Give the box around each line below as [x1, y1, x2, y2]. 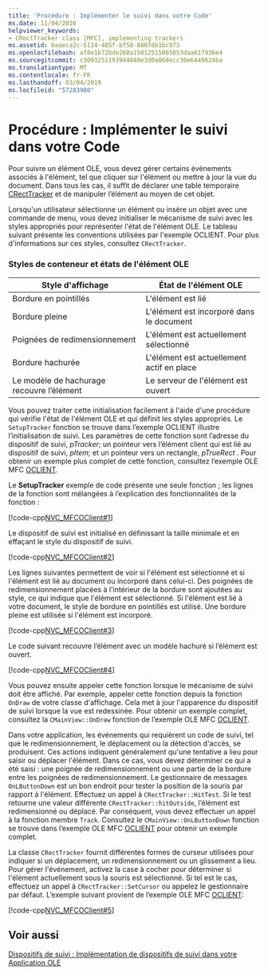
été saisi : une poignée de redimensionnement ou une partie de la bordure [8, 764, 252, 774]
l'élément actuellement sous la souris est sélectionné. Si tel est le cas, [8, 873, 238, 882]
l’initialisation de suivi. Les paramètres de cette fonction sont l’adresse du [8, 431, 250, 440]
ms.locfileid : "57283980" [8, 86, 94, 94]
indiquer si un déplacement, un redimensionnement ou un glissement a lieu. [8, 856, 258, 866]
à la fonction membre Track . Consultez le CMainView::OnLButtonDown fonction [8, 814, 259, 824]
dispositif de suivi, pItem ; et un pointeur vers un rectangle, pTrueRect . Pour [8, 448, 257, 457]
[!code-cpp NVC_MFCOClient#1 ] [8, 512, 113, 522]
